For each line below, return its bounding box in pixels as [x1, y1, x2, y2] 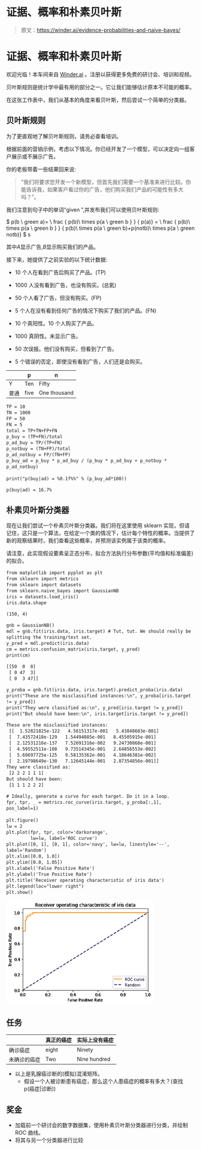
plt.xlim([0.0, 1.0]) [6, 853, 60, 859]
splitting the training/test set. [6, 634, 93, 640]
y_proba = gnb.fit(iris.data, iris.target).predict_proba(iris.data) [6, 687, 184, 693]
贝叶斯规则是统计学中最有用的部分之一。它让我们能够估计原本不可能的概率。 [6, 83, 195, 91]
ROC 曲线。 [14, 1129, 44, 1136]
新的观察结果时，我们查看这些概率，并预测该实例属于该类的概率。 [6, 537, 169, 544]
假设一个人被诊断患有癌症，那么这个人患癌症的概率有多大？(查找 [23, 1078, 184, 1085]
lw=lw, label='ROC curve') [30, 835, 98, 841]
